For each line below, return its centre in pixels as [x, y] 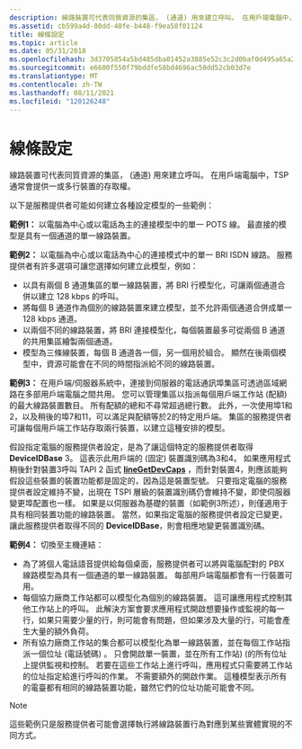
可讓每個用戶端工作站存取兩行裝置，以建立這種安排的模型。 [120, 428]
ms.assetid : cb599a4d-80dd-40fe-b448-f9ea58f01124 [106, 26]
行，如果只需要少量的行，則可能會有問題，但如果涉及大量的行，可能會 [152, 620]
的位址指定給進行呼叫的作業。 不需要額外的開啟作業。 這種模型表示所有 [155, 676]
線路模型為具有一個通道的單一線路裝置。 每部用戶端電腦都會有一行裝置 [153, 575]
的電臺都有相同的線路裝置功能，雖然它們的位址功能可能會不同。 [140, 688]
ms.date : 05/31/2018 [48, 51]
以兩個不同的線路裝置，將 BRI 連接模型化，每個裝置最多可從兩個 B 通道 [154, 330]
